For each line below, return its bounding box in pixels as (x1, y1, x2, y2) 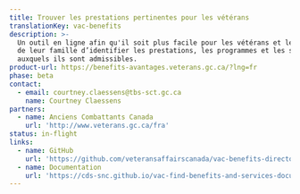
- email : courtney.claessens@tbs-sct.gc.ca (17, 88, 181, 97)
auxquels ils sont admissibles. (17, 55, 138, 63)
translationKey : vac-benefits (9, 21, 122, 30)
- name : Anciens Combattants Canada (17, 113, 154, 122)
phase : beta (9, 72, 54, 80)
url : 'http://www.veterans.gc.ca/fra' (25, 122, 170, 131)
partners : (9, 105, 46, 114)
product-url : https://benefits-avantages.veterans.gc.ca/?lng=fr (9, 63, 257, 72)
